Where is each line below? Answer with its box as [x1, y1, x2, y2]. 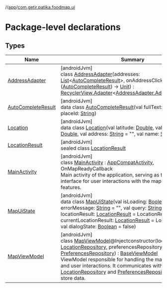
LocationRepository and [60, 269, 117, 275]
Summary [121, 56, 145, 63]
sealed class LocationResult [60, 145, 126, 151]
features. [60, 184, 82, 191]
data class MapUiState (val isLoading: [60, 198, 148, 205]
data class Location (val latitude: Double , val [60, 124, 163, 131]
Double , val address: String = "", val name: [60, 130, 160, 137]
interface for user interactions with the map [60, 178, 162, 185]
